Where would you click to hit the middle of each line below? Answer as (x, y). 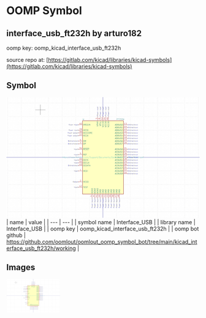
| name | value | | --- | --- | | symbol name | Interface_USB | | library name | (101, 222)
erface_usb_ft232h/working (41, 248)
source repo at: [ (27, 60)
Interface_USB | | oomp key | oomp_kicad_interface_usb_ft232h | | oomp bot (103, 229)
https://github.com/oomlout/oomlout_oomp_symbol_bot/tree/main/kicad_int (102, 241)
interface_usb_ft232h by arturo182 (74, 33)
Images (21, 267)
